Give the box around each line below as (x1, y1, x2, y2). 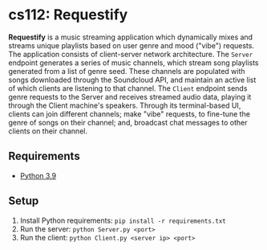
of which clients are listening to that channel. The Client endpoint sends (8, 83, 248, 93)
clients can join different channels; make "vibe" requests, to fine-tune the (8, 109, 251, 118)
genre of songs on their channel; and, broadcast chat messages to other (8, 117, 248, 127)
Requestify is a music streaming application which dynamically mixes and (8, 32, 253, 42)
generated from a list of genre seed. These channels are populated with (8, 66, 246, 76)
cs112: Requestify (8, 6, 128, 24)
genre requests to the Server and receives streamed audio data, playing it (8, 92, 252, 101)
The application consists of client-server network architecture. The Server (8, 49, 253, 59)
